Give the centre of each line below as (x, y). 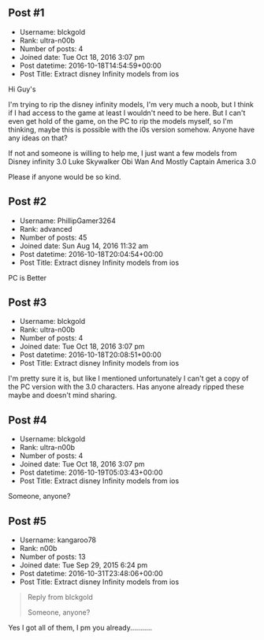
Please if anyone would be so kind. (65, 177)
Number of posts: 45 (53, 237)
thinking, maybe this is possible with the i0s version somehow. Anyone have (131, 129)
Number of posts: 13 (52, 557)
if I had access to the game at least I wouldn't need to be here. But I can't (127, 113)
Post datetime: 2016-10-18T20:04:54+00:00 (91, 254)
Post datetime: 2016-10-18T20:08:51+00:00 (90, 355)
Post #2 (28, 201)
